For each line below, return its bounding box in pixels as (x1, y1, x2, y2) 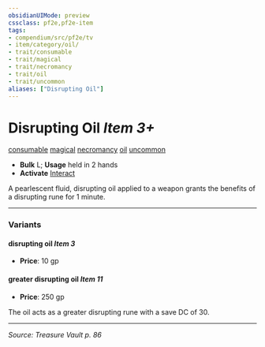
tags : (8, 26, 26, 34)
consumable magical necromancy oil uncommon (8, 145, 166, 155)
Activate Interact (19, 169, 76, 178)
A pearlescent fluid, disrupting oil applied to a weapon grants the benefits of (8, 184, 256, 193)
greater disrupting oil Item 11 (8, 274, 103, 284)
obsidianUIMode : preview (8, 11, 90, 20)
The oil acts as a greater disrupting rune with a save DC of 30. (8, 307, 211, 316)
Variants (8, 219, 42, 230)
